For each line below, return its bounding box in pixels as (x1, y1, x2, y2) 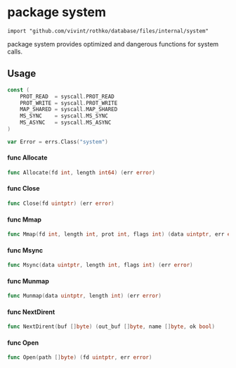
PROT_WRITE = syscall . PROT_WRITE (20, 99, 118, 106)
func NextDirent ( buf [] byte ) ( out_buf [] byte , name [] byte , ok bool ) (7, 323, 216, 331)
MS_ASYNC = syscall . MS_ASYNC (20, 119, 112, 127)
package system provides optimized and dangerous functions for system (7, 39, 219, 48)
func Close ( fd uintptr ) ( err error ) (7, 200, 114, 208)
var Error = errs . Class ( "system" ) (7, 138, 109, 145)
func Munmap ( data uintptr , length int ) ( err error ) (7, 293, 162, 300)
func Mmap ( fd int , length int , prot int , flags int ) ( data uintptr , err (7, 231, 225, 238)
